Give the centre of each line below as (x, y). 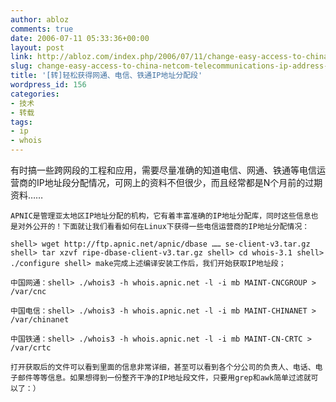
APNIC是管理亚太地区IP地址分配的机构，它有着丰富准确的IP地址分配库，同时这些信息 (161, 216)
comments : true (42, 29)
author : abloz (40, 19)
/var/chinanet (40, 320)
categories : (35, 94)
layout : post (37, 47)
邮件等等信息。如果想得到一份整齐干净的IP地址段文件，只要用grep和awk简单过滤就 (164, 378)
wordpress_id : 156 (48, 85)
